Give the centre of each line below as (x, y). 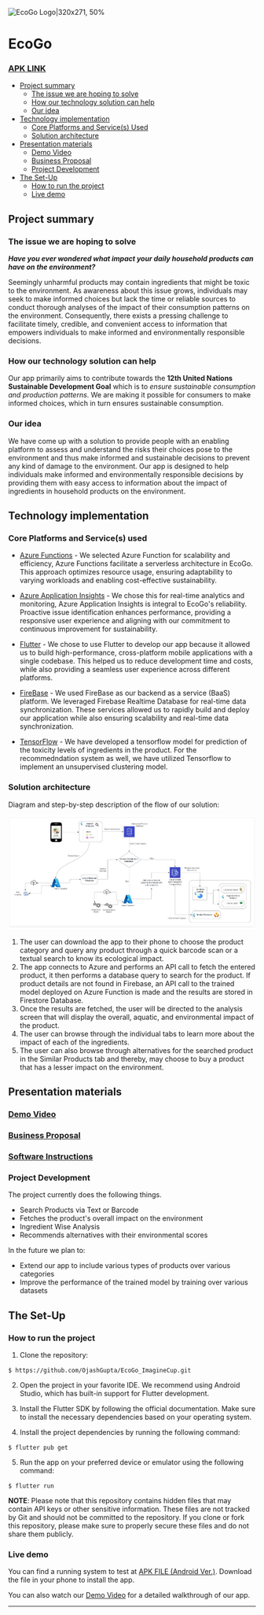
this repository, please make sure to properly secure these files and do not (129, 1525)
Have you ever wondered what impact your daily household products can (131, 259)
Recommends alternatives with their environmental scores (114, 1235)
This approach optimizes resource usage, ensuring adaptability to (126, 572)
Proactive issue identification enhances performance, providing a (125, 612)
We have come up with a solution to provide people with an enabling (119, 441)
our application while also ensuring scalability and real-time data (124, 718)
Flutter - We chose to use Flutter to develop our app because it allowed (134, 645)
